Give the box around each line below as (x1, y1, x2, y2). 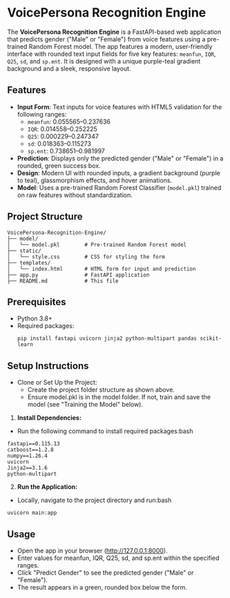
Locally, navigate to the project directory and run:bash (17, 496, 172, 505)
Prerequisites (7, 296, 66, 308)
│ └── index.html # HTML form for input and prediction (7, 265, 196, 272)
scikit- (200, 335, 222, 343)
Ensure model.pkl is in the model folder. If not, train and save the (27, 393, 211, 401)
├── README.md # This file (7, 278, 119, 284)
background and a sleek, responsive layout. (7, 64, 131, 73)
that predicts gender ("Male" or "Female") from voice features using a (7, 35, 206, 43)
